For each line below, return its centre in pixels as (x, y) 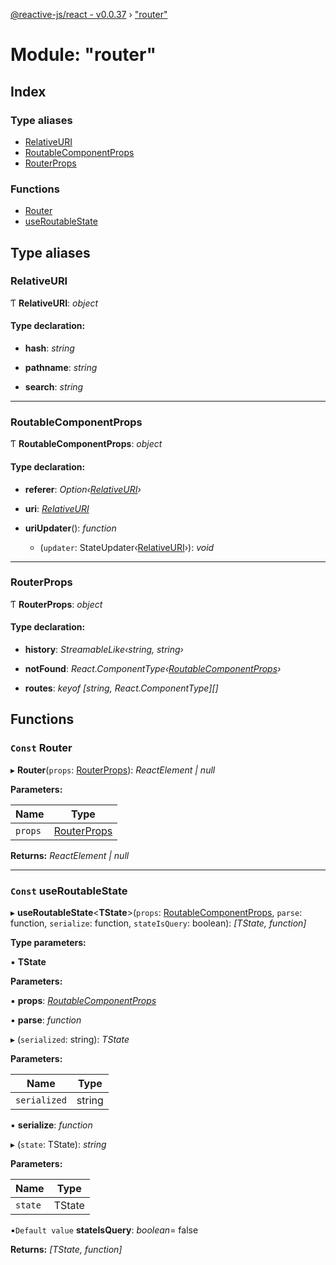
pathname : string (61, 368)
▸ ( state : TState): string (58, 1145)
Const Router (41, 748)
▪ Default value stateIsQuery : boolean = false (104, 1230)
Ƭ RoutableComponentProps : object (86, 444)
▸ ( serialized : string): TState (70, 1040)
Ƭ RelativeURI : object (54, 303)
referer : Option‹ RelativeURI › (83, 489)
